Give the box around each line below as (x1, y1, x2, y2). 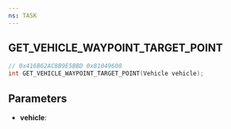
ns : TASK (8, 11, 37, 20)
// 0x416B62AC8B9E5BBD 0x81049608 (8, 62, 123, 70)
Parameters (8, 92, 67, 105)
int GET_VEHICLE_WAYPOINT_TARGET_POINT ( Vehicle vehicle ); (8, 69, 204, 78)
